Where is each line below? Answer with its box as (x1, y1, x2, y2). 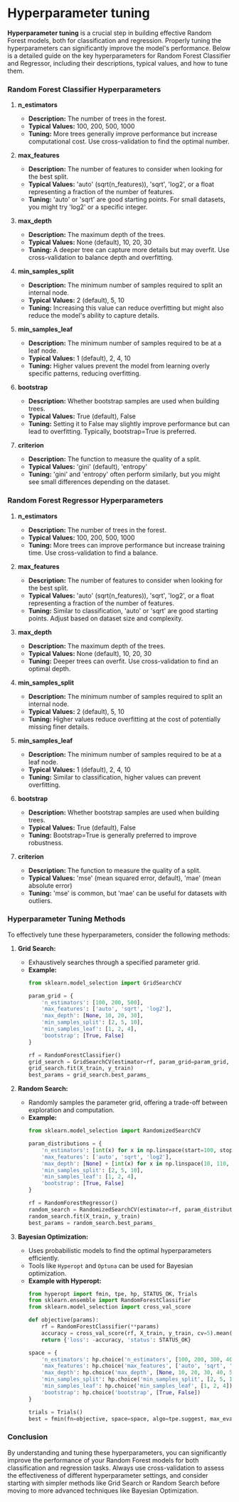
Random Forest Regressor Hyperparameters (7, 495, 164, 505)
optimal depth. (28, 664, 71, 672)
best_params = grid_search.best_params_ (28, 1072, 150, 1079)
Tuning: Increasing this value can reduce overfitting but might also (28, 303, 224, 312)
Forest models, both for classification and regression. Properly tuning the (7, 36, 222, 44)
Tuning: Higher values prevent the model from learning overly (28, 362, 210, 371)
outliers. (28, 896, 53, 904)
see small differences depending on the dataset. (28, 478, 171, 486)
